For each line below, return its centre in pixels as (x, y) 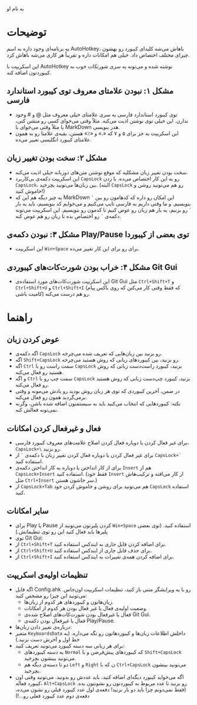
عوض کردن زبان (33, 339)
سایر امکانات (28, 511)
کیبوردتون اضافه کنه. (29, 72)
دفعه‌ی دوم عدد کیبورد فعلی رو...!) (52, 696)
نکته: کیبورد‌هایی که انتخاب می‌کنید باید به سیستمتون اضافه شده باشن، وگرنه (98, 403)
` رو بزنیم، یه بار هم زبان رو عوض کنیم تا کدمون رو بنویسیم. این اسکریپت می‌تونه (103, 210)
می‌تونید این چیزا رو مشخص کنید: (51, 595)
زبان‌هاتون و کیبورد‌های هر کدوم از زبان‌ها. (69, 602)
